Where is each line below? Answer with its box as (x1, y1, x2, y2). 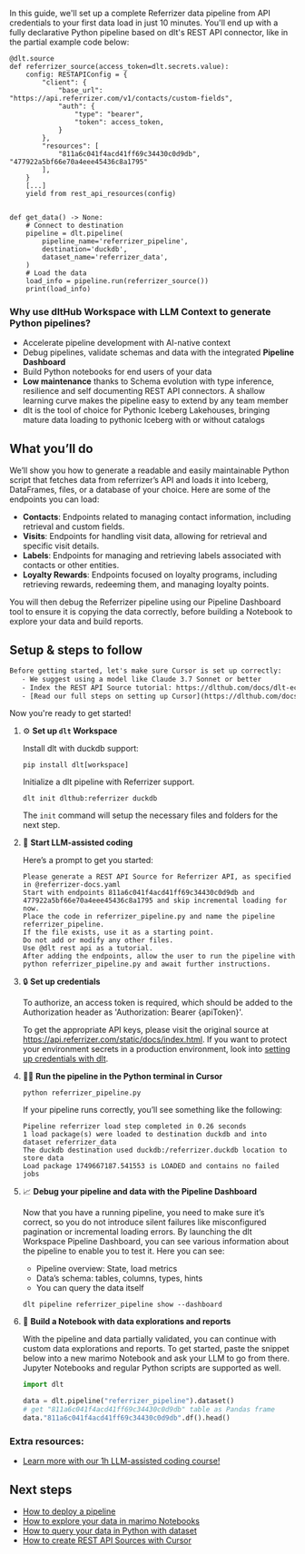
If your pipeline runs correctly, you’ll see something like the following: (22, 1105, 283, 1116)
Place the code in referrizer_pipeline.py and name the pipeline (22, 912, 275, 921)
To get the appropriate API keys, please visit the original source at (22, 1025, 270, 1036)
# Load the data (25, 269, 88, 278)
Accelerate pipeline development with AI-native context (22, 338, 231, 349)
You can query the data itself (35, 1283, 144, 1293)
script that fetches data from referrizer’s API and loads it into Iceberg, (9, 475, 270, 486)
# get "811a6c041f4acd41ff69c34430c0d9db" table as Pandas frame (22, 1405, 275, 1414)
